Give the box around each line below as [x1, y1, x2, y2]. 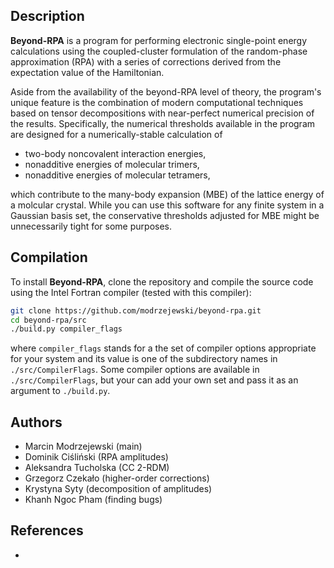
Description [10, 8, 85, 25]
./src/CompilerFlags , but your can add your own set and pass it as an [10, 374, 299, 386]
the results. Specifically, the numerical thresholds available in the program [10, 117, 316, 129]
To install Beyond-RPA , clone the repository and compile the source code [10, 275, 314, 288]
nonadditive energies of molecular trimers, [24, 158, 200, 170]
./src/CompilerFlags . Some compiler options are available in [10, 364, 260, 376]
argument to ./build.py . [10, 385, 111, 397]
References [10, 522, 84, 539]
